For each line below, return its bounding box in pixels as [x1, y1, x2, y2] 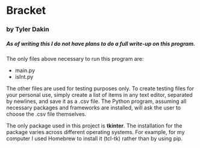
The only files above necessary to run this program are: [6, 55, 144, 63]
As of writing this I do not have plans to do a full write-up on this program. [6, 40, 196, 47]
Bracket [6, 4, 46, 17]
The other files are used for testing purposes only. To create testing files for [6, 85, 195, 92]
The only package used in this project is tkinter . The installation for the [6, 122, 183, 129]
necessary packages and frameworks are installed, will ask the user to [6, 104, 181, 111]
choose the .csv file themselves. [6, 111, 87, 118]
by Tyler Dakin [6, 25, 49, 34]
